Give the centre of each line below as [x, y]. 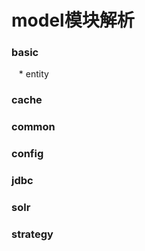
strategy [32, 234]
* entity [33, 74]
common [33, 127]
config [27, 154]
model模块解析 [73, 20]
